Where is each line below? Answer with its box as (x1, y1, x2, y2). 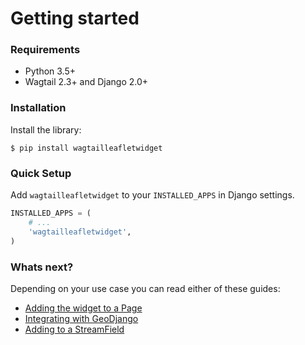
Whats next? (10, 260, 74, 274)
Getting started (10, 7, 140, 30)
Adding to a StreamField (24, 323, 125, 335)
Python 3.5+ (24, 65, 77, 77)
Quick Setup (10, 166, 72, 180)
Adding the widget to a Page (24, 302, 143, 314)
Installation (10, 101, 67, 115)
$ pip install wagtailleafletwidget (10, 143, 163, 153)
